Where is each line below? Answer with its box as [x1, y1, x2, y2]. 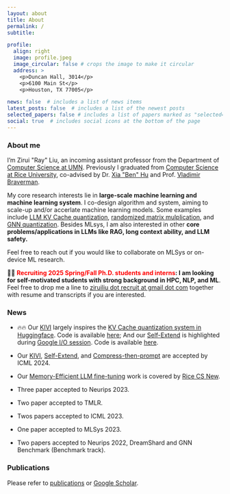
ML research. [27, 255, 65, 264]
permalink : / [7, 23, 44, 30]
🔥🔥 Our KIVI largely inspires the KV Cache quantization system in [16, 323, 202, 331]
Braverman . [7, 178, 40, 186]
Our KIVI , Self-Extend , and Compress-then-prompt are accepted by [16, 351, 208, 360]
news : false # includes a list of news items [7, 99, 142, 106]
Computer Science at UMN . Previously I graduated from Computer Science [7, 163, 219, 172]
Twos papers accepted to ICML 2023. [16, 412, 125, 421]
